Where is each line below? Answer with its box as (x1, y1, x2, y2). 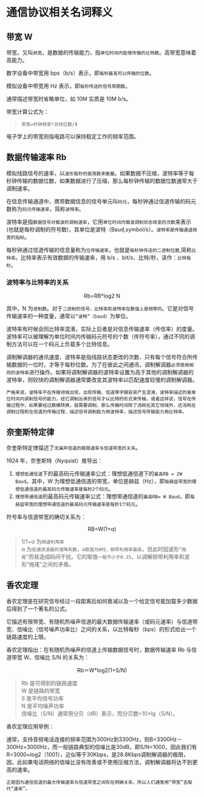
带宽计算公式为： (6, 108, 49, 115)
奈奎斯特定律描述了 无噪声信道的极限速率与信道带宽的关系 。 (6, 444, 141, 451)
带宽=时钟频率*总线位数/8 (21, 121, 78, 128)
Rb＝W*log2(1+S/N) (76, 666, 127, 674)
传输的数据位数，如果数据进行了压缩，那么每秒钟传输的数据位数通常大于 (16, 177, 198, 184)
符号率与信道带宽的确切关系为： (6, 513, 86, 520)
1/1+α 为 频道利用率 (21, 538, 65, 545)
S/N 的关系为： (51, 654, 90, 661)
